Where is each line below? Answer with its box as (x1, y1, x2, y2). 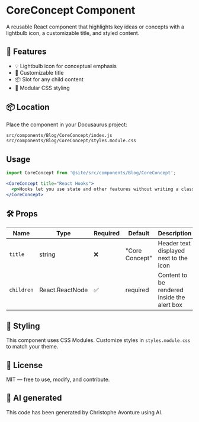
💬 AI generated (6, 393, 62, 403)
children (9, 287, 34, 293)
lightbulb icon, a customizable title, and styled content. (6, 29, 140, 36)
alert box (158, 300, 182, 309)
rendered (158, 286, 184, 294)
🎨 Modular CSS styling (14, 84, 70, 91)
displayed (158, 247, 185, 255)
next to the (158, 254, 188, 263)
